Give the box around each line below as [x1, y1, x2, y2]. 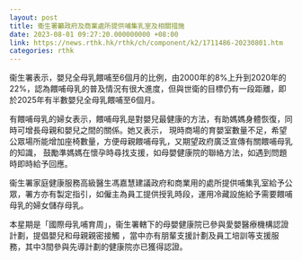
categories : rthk [9, 47, 75, 56]
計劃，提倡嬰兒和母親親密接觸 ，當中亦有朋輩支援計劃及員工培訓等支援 [9, 230, 271, 241]
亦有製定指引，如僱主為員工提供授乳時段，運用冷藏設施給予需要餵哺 [40, 189, 293, 200]
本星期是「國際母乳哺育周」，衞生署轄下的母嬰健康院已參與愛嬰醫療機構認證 [9, 219, 289, 230]
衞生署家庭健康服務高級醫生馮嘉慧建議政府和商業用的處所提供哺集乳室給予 [9, 178, 285, 188]
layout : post [9, 13, 58, 22]
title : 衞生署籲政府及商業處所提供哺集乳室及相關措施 [9, 22, 185, 30]
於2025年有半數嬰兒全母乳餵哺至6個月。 [9, 95, 160, 106]
